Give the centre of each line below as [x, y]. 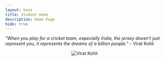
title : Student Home [27, 15]
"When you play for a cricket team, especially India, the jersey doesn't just [82, 38]
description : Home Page [30, 19]
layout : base [19, 10]
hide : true [17, 24]
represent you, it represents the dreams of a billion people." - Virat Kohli [80, 44]
